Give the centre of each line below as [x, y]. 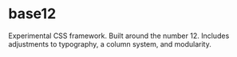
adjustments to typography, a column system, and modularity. [110, 44]
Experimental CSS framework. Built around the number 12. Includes [119, 36]
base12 [32, 14]
